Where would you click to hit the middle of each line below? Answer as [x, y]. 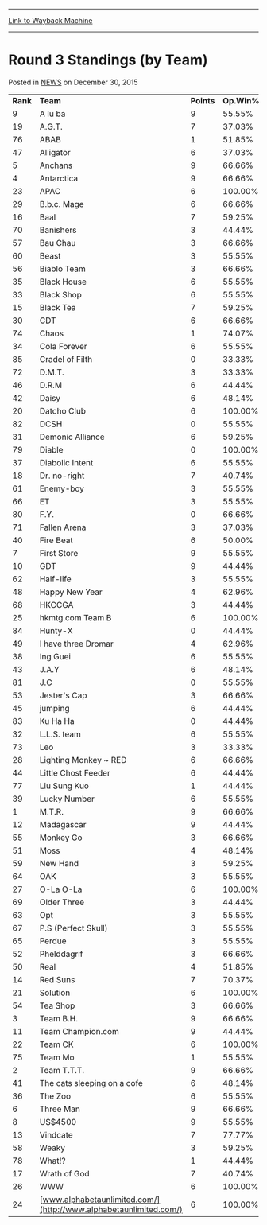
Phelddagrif [61, 954]
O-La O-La [61, 889]
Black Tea [58, 307]
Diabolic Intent [66, 462]
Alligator [55, 152]
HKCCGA [56, 605]
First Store [59, 553]
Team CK [56, 1044]
